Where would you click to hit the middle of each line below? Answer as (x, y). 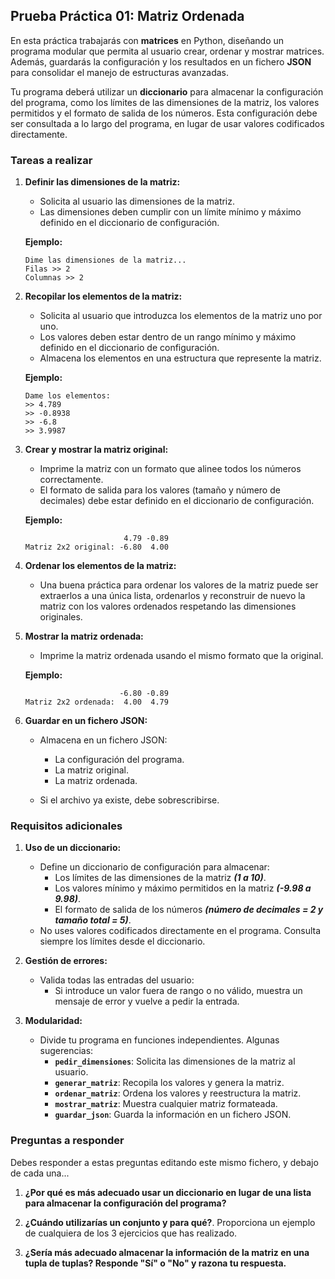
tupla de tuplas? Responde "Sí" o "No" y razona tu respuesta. (155, 1263)
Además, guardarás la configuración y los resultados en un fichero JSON (161, 61)
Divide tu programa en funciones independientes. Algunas (159, 1040)
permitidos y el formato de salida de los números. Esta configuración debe (164, 113)
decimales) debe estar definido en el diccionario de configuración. (177, 501)
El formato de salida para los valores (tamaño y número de (160, 490)
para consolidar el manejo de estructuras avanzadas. (119, 72)
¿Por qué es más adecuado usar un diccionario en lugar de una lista (168, 1192)
